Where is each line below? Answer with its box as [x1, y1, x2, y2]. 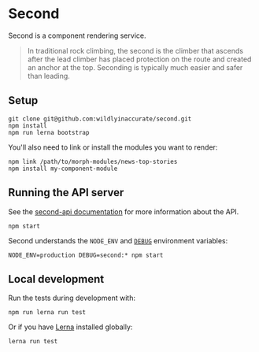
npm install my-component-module [8, 165, 118, 172]
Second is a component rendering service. [8, 31, 146, 40]
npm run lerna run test [8, 309, 87, 317]
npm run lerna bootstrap [8, 128, 90, 136]
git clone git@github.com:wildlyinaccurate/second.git [8, 115, 192, 123]
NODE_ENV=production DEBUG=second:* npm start [8, 251, 164, 259]
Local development [8, 272, 105, 286]
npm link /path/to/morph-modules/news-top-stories [8, 157, 178, 165]
